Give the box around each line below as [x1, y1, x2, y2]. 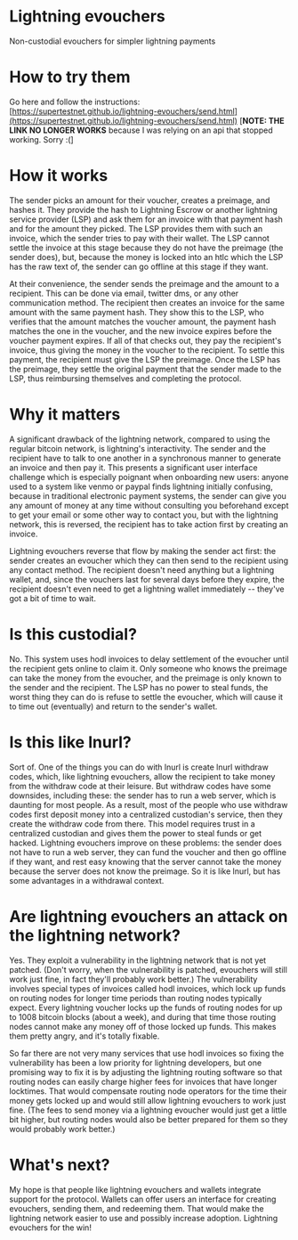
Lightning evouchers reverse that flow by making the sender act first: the [9, 545, 277, 556]
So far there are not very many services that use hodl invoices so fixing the [9, 1048, 285, 1058]
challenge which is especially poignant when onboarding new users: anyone [9, 471, 289, 482]
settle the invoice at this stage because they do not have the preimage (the [9, 242, 284, 253]
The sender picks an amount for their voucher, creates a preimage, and [9, 194, 270, 206]
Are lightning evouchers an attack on [9, 906, 288, 926]
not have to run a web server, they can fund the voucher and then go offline [9, 846, 287, 857]
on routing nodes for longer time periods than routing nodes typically [9, 992, 262, 1003]
